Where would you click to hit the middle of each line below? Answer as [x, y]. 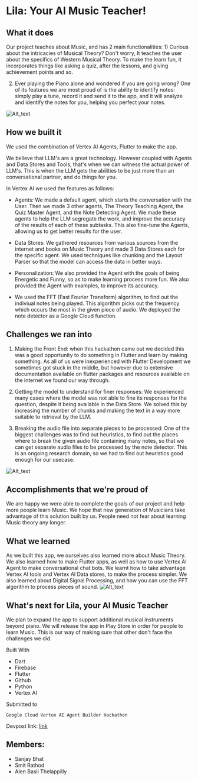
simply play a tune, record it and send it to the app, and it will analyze [98, 96]
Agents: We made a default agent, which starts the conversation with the [103, 200]
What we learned [38, 541]
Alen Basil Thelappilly [41, 771]
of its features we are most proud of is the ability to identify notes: [95, 90]
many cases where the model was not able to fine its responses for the [101, 398]
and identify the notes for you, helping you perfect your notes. [90, 102]
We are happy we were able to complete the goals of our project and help [95, 504]
